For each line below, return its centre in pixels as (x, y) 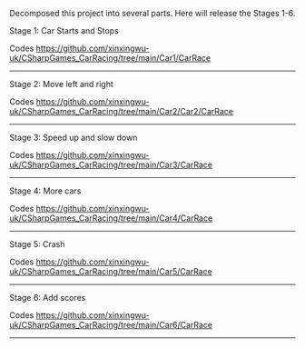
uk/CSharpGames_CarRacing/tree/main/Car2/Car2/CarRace (122, 111)
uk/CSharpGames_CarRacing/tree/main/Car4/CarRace (111, 218)
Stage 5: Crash (37, 244)
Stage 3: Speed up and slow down (74, 137)
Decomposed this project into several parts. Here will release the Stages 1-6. (152, 13)
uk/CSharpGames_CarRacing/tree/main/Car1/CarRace (110, 58)
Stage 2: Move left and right (61, 84)
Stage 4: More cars (45, 191)
